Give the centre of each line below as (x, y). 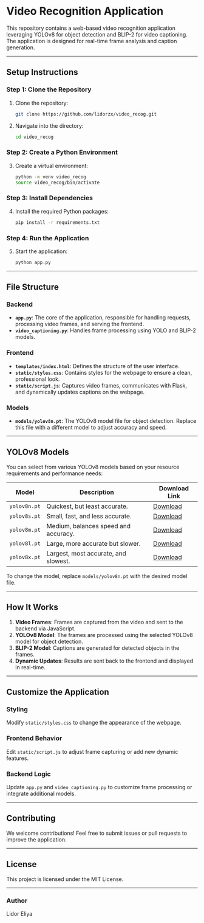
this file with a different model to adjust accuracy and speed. (91, 428)
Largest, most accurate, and (86, 553)
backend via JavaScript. (45, 629)
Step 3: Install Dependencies (49, 198)
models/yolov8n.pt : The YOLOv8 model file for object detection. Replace (106, 421)
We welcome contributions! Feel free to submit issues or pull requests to (97, 833)
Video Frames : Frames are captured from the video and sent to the (99, 622)
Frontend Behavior (34, 739)
